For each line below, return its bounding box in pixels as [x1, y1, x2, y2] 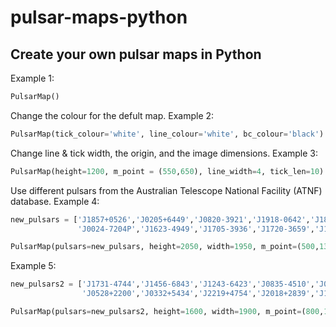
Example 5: [10, 260, 57, 272]
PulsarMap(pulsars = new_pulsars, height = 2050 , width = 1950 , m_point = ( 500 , [10, 242, 320, 252]
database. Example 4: [10, 195, 100, 207]
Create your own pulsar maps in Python [10, 46, 262, 63]
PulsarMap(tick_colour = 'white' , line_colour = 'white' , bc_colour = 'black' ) [10, 129, 325, 139]
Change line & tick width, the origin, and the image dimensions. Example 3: [10, 147, 319, 159]
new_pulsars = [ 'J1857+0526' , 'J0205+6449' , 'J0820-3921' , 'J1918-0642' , [10, 214, 311, 225]
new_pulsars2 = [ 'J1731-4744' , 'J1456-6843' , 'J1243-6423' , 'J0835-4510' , [10, 279, 315, 290]
